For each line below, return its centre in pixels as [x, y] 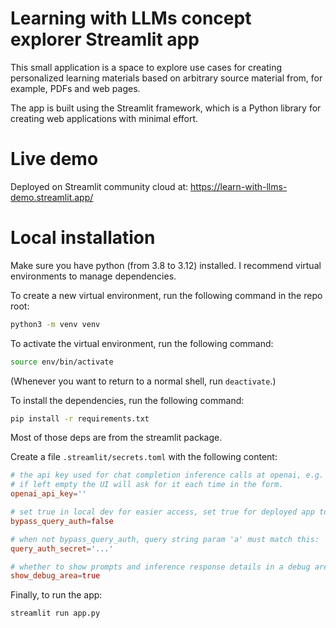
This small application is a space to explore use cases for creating [146, 67]
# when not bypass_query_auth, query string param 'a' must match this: [165, 539]
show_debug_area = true [55, 576]
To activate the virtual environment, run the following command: [142, 343]
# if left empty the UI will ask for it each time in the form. [147, 485]
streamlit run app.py [55, 613]
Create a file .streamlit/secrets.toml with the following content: [144, 457]
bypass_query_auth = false [62, 521]
